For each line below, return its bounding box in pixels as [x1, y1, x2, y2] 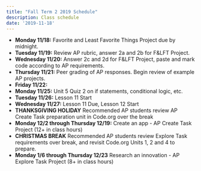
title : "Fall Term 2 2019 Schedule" [6, 8, 98, 15]
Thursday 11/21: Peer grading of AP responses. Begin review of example [14, 69, 195, 76]
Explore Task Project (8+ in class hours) [14, 158, 114, 166]
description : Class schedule [6, 14, 79, 20]
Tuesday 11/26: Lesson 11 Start [14, 94, 92, 101]
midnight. [14, 43, 39, 50]
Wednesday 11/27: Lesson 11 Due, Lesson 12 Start [14, 101, 139, 108]
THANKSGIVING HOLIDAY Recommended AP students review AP [14, 107, 178, 114]
